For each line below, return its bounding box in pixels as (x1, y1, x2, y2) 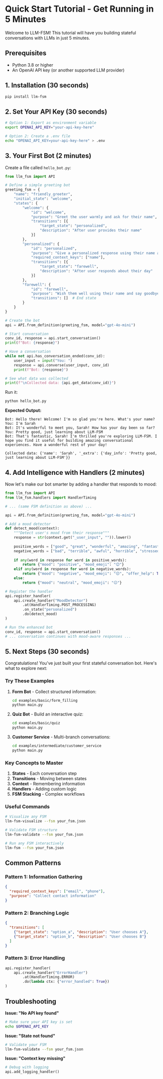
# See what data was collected (5, 376, 68, 381)
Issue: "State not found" (5, 1033, 56, 1039)
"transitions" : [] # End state (31, 296, 97, 301)
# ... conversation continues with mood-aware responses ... (5, 634, 131, 639)
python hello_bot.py (5, 399, 47, 404)
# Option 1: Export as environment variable (5, 121, 97, 125)
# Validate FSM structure (5, 828, 57, 833)
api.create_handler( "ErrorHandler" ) (14, 970, 88, 975)
